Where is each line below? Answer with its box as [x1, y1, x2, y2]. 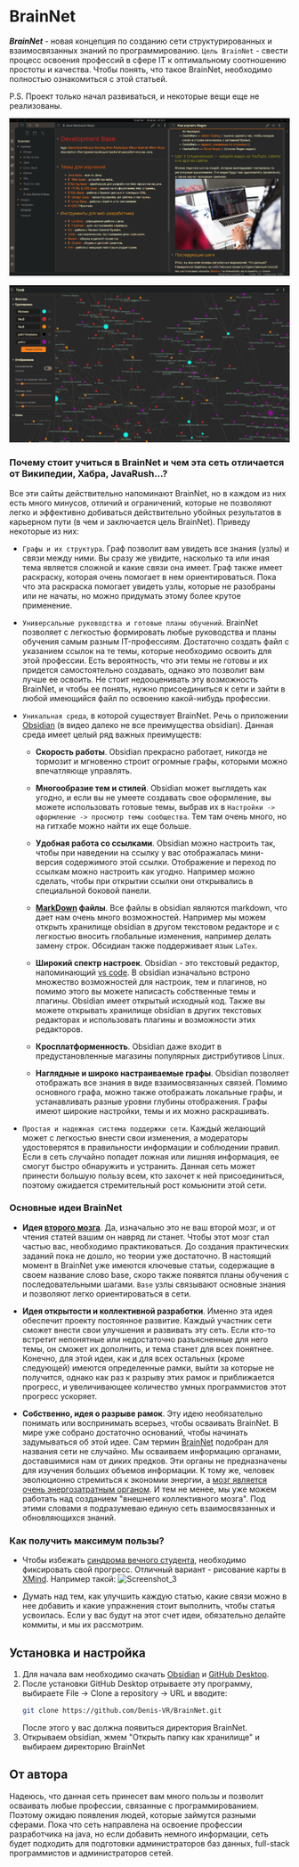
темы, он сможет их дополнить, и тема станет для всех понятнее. [21, 1343, 274, 1354]
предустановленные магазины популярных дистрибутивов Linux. [35, 1050, 285, 1061]
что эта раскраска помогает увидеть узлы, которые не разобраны [21, 581, 276, 592]
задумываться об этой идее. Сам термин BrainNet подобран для [21, 1437, 269, 1447]
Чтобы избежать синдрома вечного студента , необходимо [21, 1555, 246, 1566]
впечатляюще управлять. [35, 765, 133, 776]
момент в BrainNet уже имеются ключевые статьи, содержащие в [21, 1259, 276, 1271]
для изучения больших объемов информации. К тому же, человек [21, 1464, 275, 1476]
